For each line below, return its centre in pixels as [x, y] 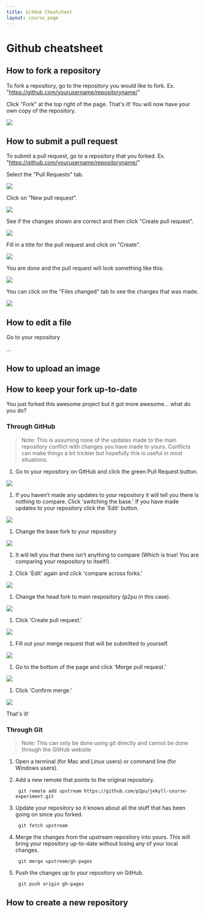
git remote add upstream [50, 791]
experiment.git [35, 796]
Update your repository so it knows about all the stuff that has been [100, 808]
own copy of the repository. [41, 111]
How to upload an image [53, 368]
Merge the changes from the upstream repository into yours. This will [102, 837]
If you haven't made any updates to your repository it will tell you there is [107, 494]
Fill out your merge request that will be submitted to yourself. [92, 643]
